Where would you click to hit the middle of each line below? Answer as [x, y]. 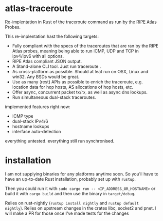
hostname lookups [31, 126]
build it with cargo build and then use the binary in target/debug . [70, 193]
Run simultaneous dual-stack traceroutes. [54, 97]
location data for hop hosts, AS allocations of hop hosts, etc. [73, 87]
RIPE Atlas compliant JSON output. [47, 61]
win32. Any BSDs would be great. [46, 77]
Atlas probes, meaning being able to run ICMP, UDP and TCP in [75, 51]
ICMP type [23, 116]
